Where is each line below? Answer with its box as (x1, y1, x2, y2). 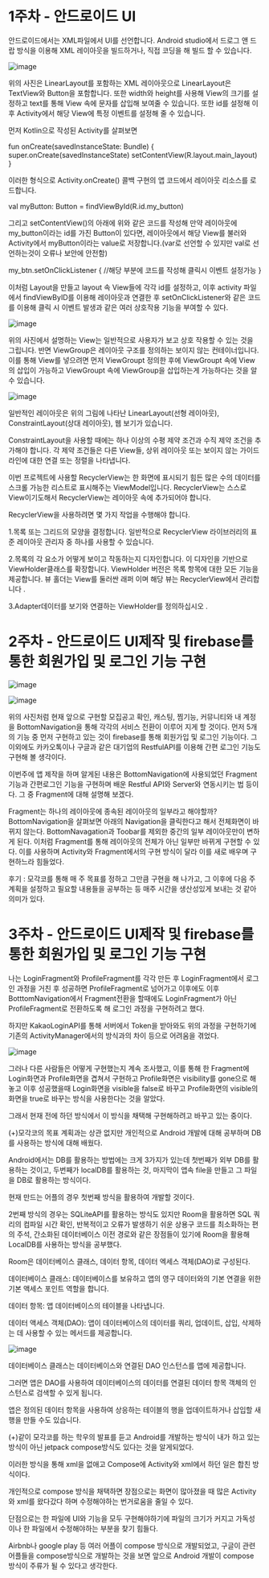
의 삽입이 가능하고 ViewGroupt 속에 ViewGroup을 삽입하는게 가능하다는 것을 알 (8, 365, 258, 375)
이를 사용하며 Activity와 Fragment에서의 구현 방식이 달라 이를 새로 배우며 (18, 847, 249, 856)
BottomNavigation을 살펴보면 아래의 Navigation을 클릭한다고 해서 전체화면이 (8, 816, 251, 826)
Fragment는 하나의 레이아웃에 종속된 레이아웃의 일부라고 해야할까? (8, 806, 218, 816)
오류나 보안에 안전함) (43, 248, 108, 258)
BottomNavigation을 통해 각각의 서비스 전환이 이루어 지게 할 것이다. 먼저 (16, 722, 245, 731)
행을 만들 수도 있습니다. (8, 1415, 82, 1424)
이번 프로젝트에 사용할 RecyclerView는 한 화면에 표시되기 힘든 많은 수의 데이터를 (8, 472, 261, 482)
